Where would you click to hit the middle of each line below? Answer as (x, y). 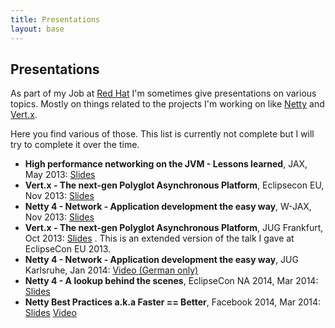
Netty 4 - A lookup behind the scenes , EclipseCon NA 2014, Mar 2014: (171, 281)
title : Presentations (55, 19)
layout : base (37, 29)
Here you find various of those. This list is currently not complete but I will (162, 134)
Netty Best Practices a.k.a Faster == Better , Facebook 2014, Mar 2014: (173, 302)
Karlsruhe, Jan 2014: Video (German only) (111, 270)
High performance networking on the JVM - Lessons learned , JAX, (166, 164)
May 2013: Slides (60, 175)
